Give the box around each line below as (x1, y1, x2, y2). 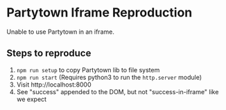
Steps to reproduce (6, 47, 92, 59)
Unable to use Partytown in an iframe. (6, 27, 115, 36)
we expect (16, 95, 46, 103)
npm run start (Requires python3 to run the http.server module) (16, 73, 202, 81)
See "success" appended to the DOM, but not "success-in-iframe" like (16, 87, 219, 96)
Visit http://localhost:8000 (16, 80, 92, 89)
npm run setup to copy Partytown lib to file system (16, 65, 160, 74)
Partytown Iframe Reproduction (6, 5, 193, 21)
